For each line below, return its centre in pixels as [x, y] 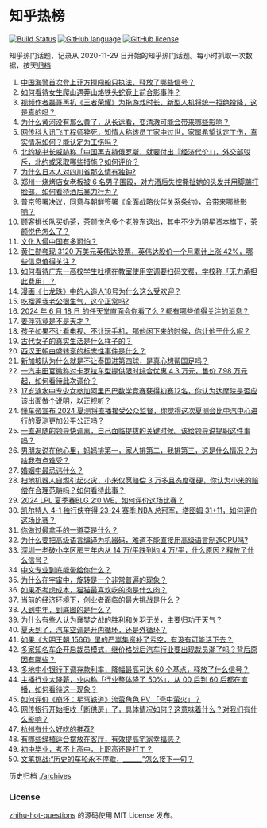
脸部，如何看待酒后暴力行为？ [69, 191]
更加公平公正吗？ [76, 420]
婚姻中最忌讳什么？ [52, 470]
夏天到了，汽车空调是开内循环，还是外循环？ [94, 629]
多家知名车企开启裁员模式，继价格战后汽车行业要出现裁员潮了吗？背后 [135, 649]
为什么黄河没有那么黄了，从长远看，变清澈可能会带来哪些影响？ [125, 122]
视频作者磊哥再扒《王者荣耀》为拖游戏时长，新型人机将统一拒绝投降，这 [139, 102]
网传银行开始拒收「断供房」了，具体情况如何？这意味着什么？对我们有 [135, 709]
